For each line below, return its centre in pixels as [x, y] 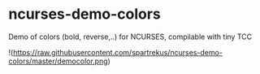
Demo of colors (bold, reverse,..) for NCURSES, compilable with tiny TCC [130, 37]
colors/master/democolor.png [58, 61]
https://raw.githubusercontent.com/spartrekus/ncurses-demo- [118, 52]
